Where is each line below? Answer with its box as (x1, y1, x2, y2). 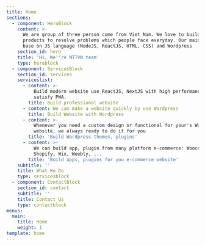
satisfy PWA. (33, 94, 67, 100)
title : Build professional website (28, 99, 119, 106)
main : (12, 213, 26, 220)
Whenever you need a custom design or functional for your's (33, 123, 192, 129)
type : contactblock (17, 202, 67, 208)
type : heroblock (17, 60, 59, 66)
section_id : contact (17, 185, 70, 191)
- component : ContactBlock (12, 179, 81, 186)
